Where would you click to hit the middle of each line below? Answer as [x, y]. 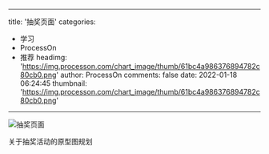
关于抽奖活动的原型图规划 [50, 142]
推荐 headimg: [44, 57]
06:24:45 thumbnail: [53, 83]
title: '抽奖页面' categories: [52, 22]
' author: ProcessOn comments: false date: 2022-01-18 [147, 75]
